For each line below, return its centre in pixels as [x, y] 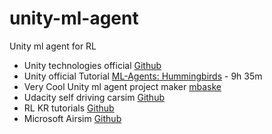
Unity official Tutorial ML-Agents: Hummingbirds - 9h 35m [143, 76]
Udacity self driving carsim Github [94, 97]
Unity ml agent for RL [53, 46]
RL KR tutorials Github [69, 108]
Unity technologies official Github [92, 65]
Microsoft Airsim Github [72, 118]
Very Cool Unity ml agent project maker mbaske [122, 86]
